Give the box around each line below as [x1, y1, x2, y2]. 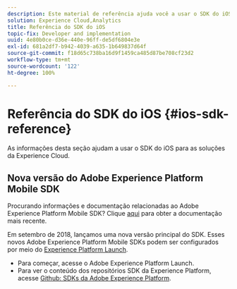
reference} [7, 121, 72, 137]
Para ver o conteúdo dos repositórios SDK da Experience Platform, [17, 266, 212, 275]
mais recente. [7, 216, 47, 226]
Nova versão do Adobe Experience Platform [7, 172, 203, 184]
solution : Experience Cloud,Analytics [7, 17, 121, 24]
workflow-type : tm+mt [7, 56, 71, 63]
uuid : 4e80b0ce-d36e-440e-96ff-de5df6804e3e [7, 37, 140, 44]
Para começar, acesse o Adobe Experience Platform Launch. [17, 259, 195, 268]
